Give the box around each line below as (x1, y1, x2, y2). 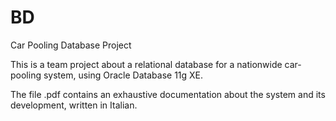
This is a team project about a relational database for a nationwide (10, 58, 283, 70)
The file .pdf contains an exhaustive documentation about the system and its (10, 88, 326, 100)
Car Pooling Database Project (10, 39, 132, 51)
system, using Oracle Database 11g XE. (43, 69, 204, 81)
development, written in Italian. (10, 99, 138, 111)
